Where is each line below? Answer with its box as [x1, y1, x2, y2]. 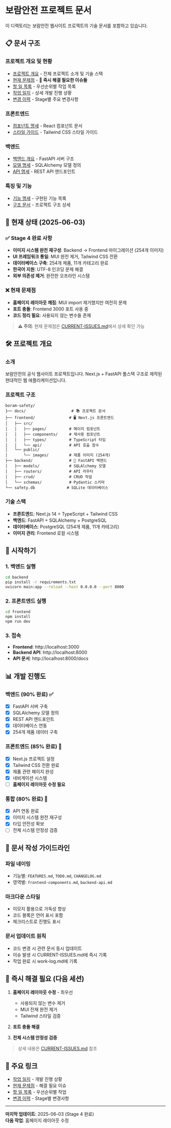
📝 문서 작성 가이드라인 [5, 844, 70, 852]
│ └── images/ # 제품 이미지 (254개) [5, 453, 111, 458]
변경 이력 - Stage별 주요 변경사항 [12, 96, 79, 102]
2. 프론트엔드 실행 [5, 598, 47, 605]
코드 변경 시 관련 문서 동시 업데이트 [12, 945, 82, 952]
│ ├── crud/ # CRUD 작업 [5, 474, 93, 480]
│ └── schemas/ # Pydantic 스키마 [5, 480, 105, 485]
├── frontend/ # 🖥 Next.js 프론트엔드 [5, 415, 115, 421]
